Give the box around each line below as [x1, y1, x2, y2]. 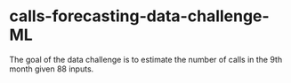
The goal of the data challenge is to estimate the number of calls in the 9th [9, 54, 283, 64]
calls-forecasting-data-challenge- [9, 6, 270, 26]
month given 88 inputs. [9, 64, 94, 74]
